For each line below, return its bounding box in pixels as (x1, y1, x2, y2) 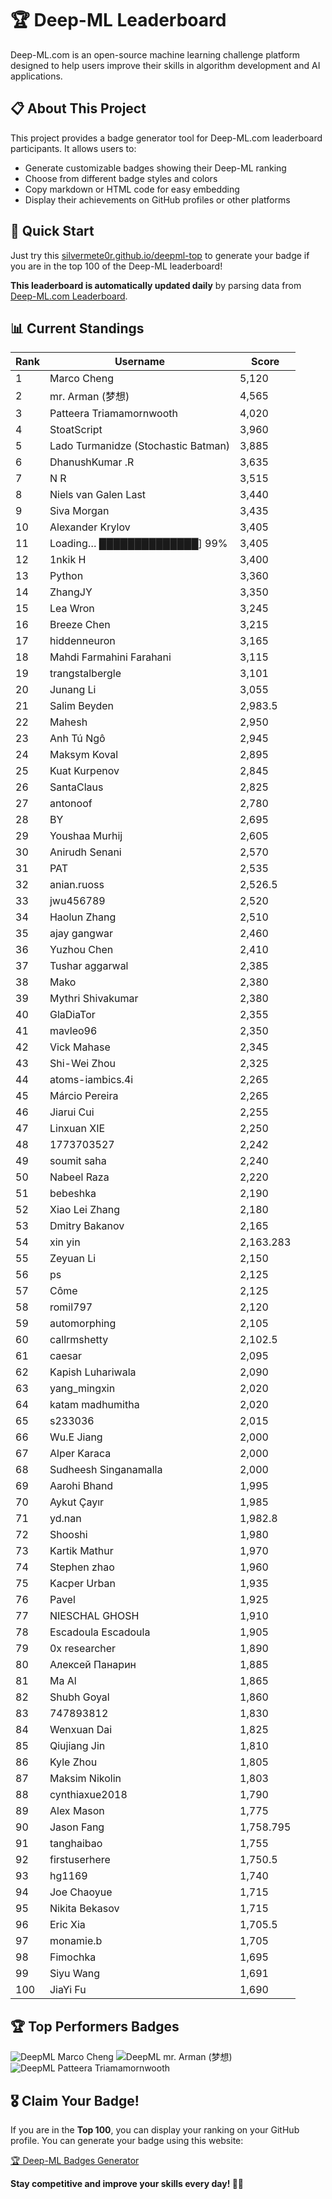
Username (114, 355, 166, 369)
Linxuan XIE (49, 1122, 106, 1136)
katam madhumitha (49, 1398, 140, 1412)
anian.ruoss (49, 878, 105, 892)
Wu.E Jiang (49, 1430, 103, 1444)
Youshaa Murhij (49, 829, 123, 843)
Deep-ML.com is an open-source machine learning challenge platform (10, 48, 301, 61)
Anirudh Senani (49, 845, 122, 859)
